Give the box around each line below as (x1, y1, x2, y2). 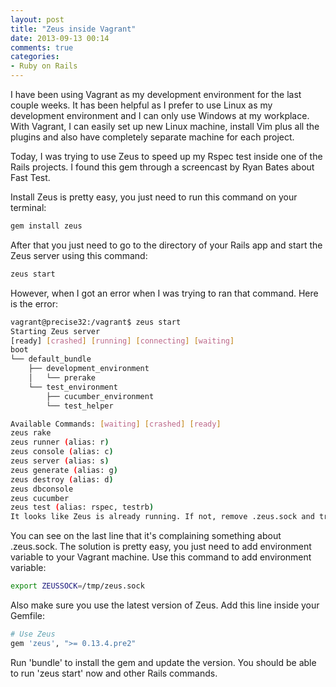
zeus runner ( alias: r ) (10, 437, 110, 448)
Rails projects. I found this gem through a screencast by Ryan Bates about (10, 161, 315, 173)
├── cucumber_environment (46, 391, 155, 401)
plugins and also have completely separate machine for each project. (10, 131, 295, 143)
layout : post (10, 14, 65, 25)
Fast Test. (10, 172, 51, 183)
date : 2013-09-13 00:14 (10, 33, 110, 43)
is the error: (10, 297, 59, 310)
